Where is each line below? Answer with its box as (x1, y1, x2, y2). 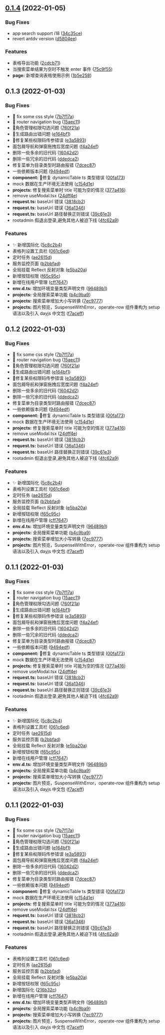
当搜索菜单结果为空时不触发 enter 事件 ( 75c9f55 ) (12, 66, 113, 72)
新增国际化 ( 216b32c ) (12, 987, 57, 993)
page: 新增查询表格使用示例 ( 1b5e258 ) (12, 72, 92, 78)
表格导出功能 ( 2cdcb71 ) (12, 60, 61, 66)
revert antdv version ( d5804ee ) (12, 35, 77, 41)
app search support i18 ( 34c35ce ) (12, 30, 83, 36)
